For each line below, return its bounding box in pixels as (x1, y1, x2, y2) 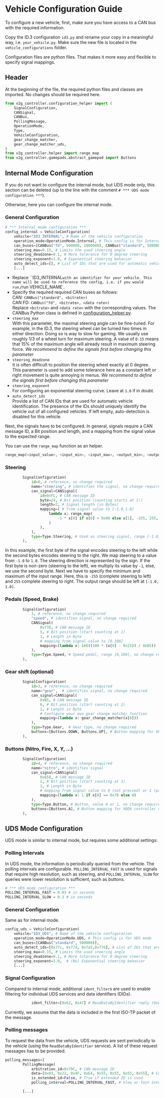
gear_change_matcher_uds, (14, 142, 67, 147)
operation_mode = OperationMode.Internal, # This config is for (14, 238, 143, 244)
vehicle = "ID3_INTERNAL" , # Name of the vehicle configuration (14, 234, 143, 239)
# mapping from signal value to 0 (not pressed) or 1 (40, 788, 152, 793)
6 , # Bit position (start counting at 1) (40, 702, 125, 707)
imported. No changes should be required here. (5, 91, 101, 97)
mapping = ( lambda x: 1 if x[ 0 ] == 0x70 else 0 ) (40, 793, 137, 798)
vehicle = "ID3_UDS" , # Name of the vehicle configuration (14, 931, 132, 936)
